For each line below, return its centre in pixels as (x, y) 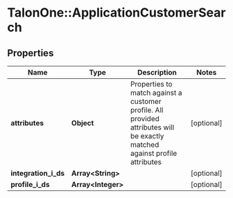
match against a (156, 93)
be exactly (147, 136)
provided (145, 119)
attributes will (153, 127)
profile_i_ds (30, 184)
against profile (154, 153)
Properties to (152, 84)
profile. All (147, 110)
